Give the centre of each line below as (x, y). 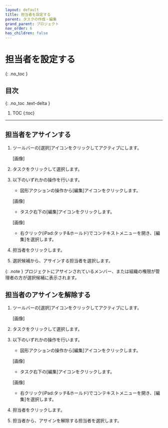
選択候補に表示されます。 (53, 277)
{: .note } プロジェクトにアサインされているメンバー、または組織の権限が (80, 271)
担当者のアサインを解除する (48, 295)
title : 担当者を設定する (28, 15)
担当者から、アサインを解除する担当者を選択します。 (67, 421)
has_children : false (27, 33)
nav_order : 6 (19, 29)
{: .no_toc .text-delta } (28, 103)
